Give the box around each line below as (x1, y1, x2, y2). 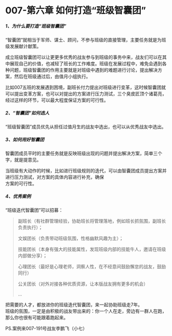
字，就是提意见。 (5, 157, 41, 163)
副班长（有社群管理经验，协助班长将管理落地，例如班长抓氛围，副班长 (17, 218, 166, 224)
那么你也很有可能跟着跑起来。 (5, 314, 68, 321)
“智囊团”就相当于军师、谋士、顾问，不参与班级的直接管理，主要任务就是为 (5, 37, 162, 43)
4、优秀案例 (5, 193, 31, 199)
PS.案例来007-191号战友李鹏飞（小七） (5, 325, 88, 331)
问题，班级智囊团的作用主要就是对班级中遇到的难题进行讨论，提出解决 (9, 67, 158, 73)
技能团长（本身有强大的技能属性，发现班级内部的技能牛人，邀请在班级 (17, 246, 166, 252)
